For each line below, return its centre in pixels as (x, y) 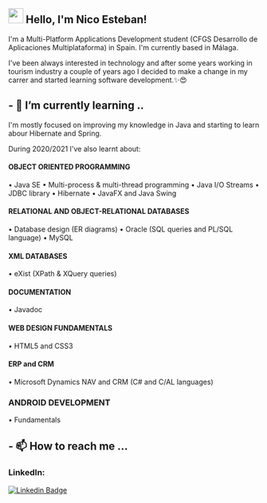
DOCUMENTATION (40, 291)
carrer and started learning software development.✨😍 (98, 80)
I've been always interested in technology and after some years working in (130, 63)
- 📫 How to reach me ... (68, 446)
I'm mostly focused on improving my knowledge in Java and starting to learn (134, 125)
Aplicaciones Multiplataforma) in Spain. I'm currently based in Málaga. (124, 47)
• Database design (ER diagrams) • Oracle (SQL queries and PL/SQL (121, 229)
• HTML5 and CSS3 (41, 346)
